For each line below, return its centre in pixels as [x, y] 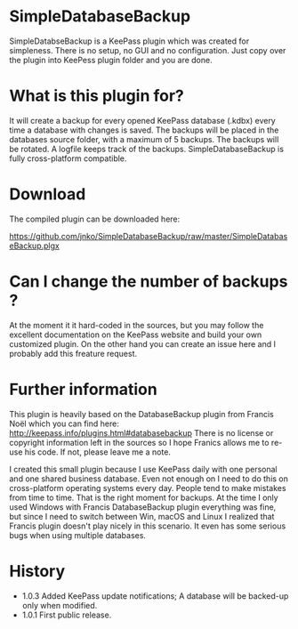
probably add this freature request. [73, 353]
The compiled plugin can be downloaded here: [95, 219]
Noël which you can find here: [64, 423]
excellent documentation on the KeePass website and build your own [136, 335]
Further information [83, 389]
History [37, 571]
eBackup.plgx [34, 246]
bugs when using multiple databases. [78, 535]
